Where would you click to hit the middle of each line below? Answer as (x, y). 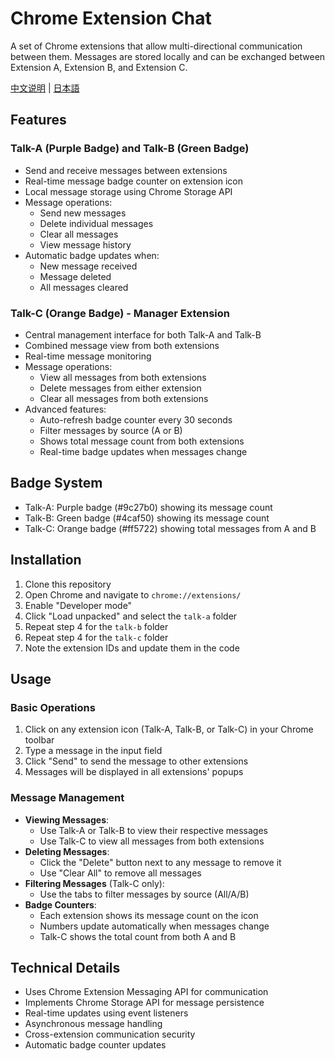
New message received (88, 266)
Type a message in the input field (93, 751)
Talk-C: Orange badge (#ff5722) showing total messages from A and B (170, 528)
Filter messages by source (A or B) (111, 430)
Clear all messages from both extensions (124, 398)
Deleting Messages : (67, 851)
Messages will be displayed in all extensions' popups (134, 772)
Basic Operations (53, 707)
